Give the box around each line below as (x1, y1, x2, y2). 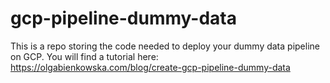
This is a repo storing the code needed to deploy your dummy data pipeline (10, 40, 320, 52)
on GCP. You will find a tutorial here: (10, 50, 159, 62)
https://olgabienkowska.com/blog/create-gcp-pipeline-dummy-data (10, 61, 291, 73)
